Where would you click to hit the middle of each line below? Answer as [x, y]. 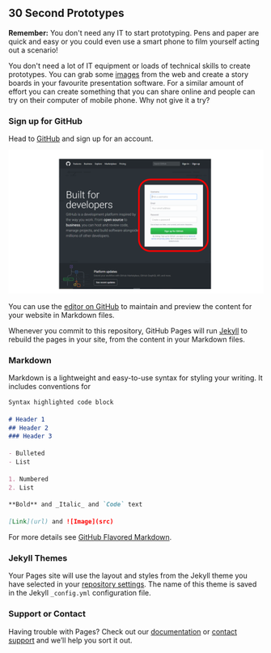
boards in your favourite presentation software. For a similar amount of [126, 83]
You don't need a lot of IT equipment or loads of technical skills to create [129, 66]
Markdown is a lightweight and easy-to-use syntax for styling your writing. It [135, 377]
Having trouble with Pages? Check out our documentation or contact [123, 631]
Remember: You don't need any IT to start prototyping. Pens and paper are [134, 32]
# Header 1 [27, 419]
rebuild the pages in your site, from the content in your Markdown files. [127, 339]
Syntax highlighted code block [61, 402]
